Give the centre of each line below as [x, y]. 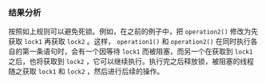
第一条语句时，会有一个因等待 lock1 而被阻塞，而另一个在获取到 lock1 [137, 51]
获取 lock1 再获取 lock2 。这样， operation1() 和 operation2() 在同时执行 [129, 41]
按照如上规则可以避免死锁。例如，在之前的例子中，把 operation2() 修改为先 [133, 32]
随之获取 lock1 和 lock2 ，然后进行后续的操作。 [86, 71]
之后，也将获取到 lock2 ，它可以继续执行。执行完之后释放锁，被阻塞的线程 [131, 61]
